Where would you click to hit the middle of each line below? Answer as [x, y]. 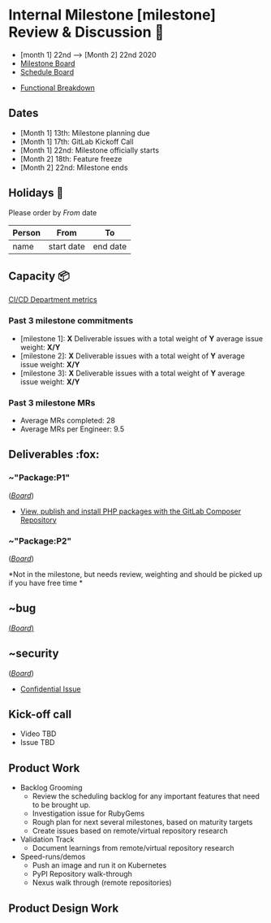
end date [110, 246]
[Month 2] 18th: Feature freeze [71, 158]
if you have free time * [46, 583]
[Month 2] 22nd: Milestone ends [74, 167]
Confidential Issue [50, 689]
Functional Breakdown [58, 88]
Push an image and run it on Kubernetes [99, 865]
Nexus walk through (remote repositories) [102, 882]
